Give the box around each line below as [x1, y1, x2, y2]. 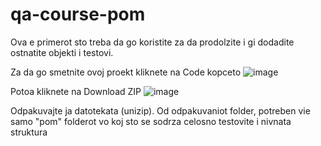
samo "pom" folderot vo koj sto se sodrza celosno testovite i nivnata [10, 115, 292, 127]
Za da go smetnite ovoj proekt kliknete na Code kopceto [10, 66, 242, 78]
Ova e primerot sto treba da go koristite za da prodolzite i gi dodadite [10, 36, 295, 48]
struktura [10, 126, 48, 138]
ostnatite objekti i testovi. [10, 46, 114, 58]
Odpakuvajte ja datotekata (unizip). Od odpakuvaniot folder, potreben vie [10, 104, 311, 117]
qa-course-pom [10, 3, 146, 26]
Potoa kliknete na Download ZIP [10, 85, 142, 97]
